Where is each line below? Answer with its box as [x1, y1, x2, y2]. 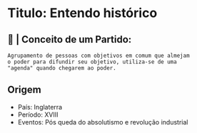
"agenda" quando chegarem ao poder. [7, 65, 116, 72]
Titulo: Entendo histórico [7, 5, 158, 21]
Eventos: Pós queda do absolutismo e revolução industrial [17, 117, 188, 126]
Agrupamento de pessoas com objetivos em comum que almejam [7, 52, 191, 59]
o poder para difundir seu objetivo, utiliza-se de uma [7, 58, 177, 65]
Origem [7, 84, 41, 96]
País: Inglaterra [17, 102, 63, 111]
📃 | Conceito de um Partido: [7, 33, 132, 46]
